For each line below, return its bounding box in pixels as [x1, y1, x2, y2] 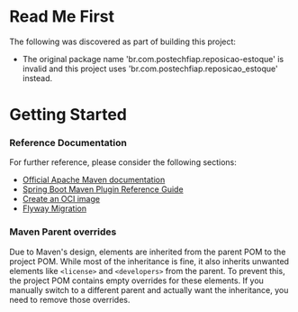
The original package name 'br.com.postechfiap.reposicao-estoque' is [22, 53, 284, 64]
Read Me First [9, 6, 115, 27]
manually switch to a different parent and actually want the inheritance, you [9, 284, 289, 295]
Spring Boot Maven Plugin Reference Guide [22, 184, 184, 195]
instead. [22, 72, 53, 83]
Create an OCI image [22, 194, 101, 205]
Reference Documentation [9, 137, 128, 150]
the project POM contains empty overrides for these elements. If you [9, 275, 264, 286]
